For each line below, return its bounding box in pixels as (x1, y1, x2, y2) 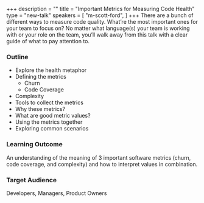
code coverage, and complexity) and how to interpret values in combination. (6, 160, 198, 168)
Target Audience (6, 176, 57, 184)
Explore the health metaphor (15, 66, 87, 74)
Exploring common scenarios (15, 125, 89, 132)
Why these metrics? (15, 105, 66, 113)
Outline (6, 52, 29, 61)
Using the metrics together (15, 118, 83, 126)
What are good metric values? (15, 112, 91, 119)
